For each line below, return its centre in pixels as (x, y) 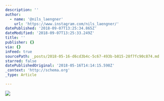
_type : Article (21, 75)
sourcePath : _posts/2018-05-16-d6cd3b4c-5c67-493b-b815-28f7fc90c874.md (82, 56)
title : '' (15, 38)
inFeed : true (19, 51)
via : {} (13, 47)
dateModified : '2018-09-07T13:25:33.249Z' (50, 33)
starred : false (21, 61)
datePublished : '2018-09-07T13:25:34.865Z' (51, 28)
